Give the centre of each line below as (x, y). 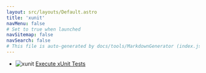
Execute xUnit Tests (60, 63)
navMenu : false (26, 23)
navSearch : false (29, 40)
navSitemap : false (30, 35)
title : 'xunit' (26, 18)
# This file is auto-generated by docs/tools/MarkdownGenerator (90, 47)
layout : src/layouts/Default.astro (52, 12)
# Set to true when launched (44, 29)
